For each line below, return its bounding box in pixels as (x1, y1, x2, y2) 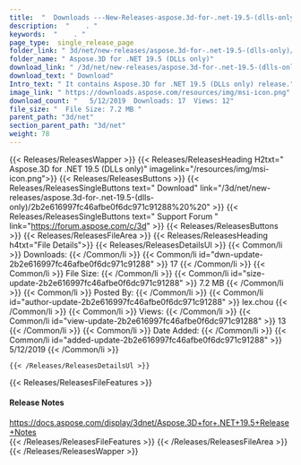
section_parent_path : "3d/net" (9, 122, 126, 131)
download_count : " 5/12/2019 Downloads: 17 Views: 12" (9, 96, 235, 106)
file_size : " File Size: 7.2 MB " (9, 105, 142, 114)
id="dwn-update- (198, 249, 264, 259)
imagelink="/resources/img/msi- (149, 163, 270, 174)
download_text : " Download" (9, 72, 115, 80)
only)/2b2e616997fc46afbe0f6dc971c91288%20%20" (9, 201, 211, 212)
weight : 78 (9, 130, 50, 139)
